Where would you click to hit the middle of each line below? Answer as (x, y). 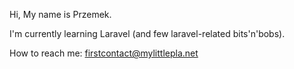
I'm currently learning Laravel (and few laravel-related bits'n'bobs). (147, 33)
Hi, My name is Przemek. (60, 14)
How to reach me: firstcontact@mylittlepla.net (104, 53)
